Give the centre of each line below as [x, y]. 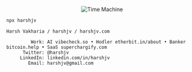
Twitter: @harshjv [46, 52]
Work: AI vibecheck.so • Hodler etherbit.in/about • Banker [108, 42]
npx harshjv [21, 21]
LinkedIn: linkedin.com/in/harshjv [65, 57]
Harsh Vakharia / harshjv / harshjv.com [58, 31]
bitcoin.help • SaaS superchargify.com [57, 47]
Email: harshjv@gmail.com [61, 63]
